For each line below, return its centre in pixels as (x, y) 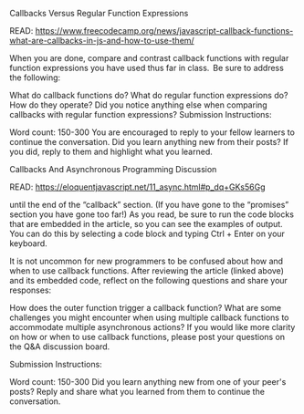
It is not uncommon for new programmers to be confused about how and (147, 261)
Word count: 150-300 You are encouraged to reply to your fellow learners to (152, 132)
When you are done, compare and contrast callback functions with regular (149, 58)
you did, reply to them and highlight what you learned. (111, 151)
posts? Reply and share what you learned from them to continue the (137, 392)
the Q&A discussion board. (60, 347)
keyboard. (28, 243)
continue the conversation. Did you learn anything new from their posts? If (149, 142)
